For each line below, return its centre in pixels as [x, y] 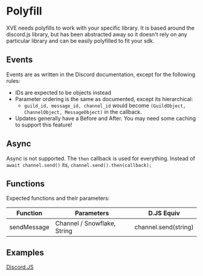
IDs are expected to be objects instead [63, 93]
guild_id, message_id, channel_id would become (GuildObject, [105, 105]
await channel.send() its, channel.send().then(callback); [79, 165]
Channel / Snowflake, [85, 223]
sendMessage [29, 227]
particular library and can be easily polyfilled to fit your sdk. [80, 41]
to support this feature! [43, 125]
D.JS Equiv [164, 213]
